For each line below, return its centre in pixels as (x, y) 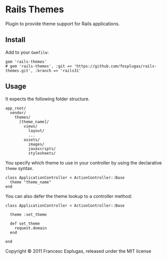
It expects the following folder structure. (48, 99)
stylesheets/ (42, 153)
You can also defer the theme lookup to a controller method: (69, 196)
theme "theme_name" (31, 182)
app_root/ (16, 108)
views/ (31, 126)
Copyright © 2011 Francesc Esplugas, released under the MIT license (78, 251)
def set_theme (25, 224)
